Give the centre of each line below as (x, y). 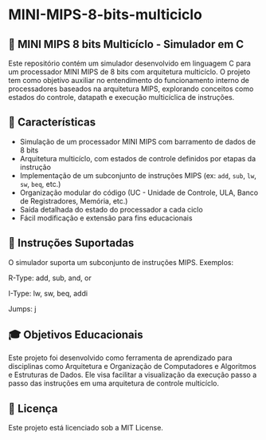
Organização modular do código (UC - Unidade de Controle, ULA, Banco (139, 192)
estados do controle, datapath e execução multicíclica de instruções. (121, 97)
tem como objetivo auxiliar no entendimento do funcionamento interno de (129, 80)
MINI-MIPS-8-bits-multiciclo (106, 15)
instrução (35, 167)
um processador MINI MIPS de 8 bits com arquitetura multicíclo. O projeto (129, 72)
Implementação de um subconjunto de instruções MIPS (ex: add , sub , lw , (138, 175)
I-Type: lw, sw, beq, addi (48, 293)
